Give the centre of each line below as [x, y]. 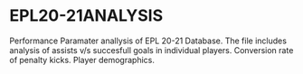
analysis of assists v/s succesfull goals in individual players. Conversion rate [151, 50]
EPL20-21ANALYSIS [86, 16]
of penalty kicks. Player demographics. [82, 60]
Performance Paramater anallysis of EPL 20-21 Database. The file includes [148, 41]
